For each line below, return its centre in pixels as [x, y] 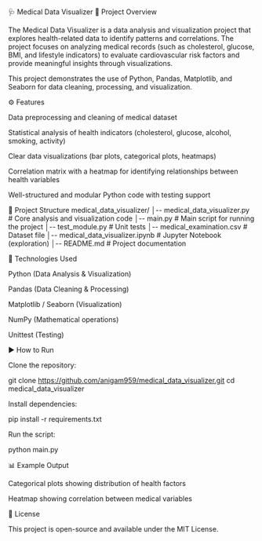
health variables [34, 179]
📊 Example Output [38, 465]
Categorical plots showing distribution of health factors [97, 483]
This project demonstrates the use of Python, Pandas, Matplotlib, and [120, 79]
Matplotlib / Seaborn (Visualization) [65, 304]
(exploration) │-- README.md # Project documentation [97, 243]
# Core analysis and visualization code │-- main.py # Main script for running [131, 218]
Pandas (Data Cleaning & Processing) [69, 289]
